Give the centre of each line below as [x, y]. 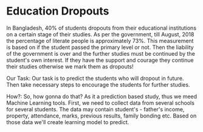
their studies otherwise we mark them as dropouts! [70, 66]
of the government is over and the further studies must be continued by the [101, 53]
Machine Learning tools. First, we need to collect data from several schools [100, 103]
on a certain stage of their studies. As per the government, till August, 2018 [100, 34]
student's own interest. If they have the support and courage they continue [100, 60]
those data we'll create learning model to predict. [68, 122]
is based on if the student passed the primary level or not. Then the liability [100, 47]
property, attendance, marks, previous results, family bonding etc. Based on [101, 116]
